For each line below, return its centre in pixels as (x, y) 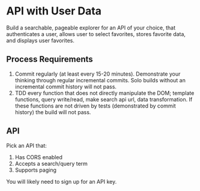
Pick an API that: (26, 145)
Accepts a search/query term (51, 163)
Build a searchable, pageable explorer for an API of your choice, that (91, 28)
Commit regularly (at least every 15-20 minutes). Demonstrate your (98, 74)
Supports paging (36, 170)
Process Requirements (50, 59)
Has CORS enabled (39, 157)
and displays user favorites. (41, 40)
